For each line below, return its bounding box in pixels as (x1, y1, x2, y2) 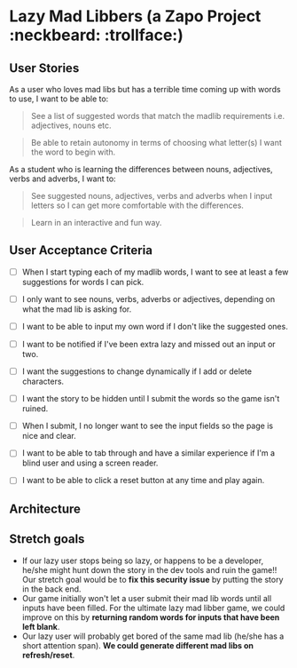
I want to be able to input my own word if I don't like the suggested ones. (21, 321, 288, 331)
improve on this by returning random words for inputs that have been (21, 611, 280, 623)
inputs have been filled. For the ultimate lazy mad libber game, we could (21, 602, 285, 613)
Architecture (9, 501, 82, 516)
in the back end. (21, 584, 82, 594)
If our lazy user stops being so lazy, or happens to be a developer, (21, 555, 264, 566)
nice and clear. (21, 431, 77, 441)
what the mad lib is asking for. (21, 304, 132, 314)
